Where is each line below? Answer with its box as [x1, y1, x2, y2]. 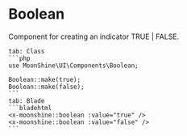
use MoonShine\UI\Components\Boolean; [8, 62, 139, 70]
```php [8, 54, 31, 62]
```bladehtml [8, 104, 52, 112]
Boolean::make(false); [8, 83, 85, 91]
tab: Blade [8, 96, 45, 105]
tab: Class [8, 47, 45, 55]
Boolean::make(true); [8, 75, 81, 83]
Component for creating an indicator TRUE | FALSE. [8, 32, 180, 41]
